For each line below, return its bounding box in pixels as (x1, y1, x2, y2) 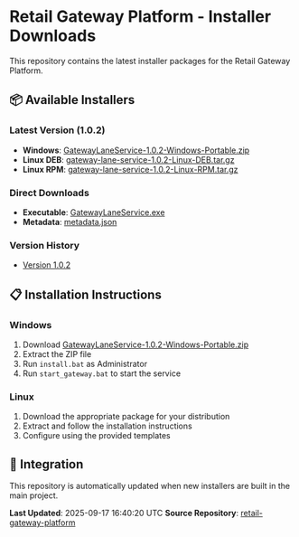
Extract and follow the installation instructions (22, 420, 192, 431)
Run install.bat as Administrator (22, 358, 147, 369)
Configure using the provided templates (22, 430, 171, 441)
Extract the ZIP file (22, 348, 92, 359)
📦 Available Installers (9, 92, 135, 108)
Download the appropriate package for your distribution (22, 411, 230, 422)
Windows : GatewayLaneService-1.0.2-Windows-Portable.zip (22, 145, 250, 155)
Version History (9, 239, 79, 251)
